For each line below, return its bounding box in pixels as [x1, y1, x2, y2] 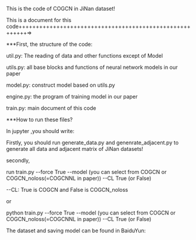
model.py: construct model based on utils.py [6, 81, 115, 89]
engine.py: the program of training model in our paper [6, 93, 138, 100]
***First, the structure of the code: [6, 41, 93, 48]
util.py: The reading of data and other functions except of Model [6, 52, 163, 59]
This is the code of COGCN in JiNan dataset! [6, 5, 116, 12]
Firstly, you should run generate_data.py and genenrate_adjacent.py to [6, 139, 179, 146]
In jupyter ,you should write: [6, 128, 75, 134]
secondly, [6, 157, 30, 164]
